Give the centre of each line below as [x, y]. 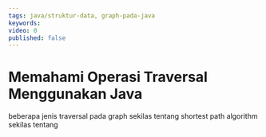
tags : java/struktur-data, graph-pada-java [82, 16]
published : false [37, 38]
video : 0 [23, 30]
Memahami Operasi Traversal [108, 77]
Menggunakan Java [75, 94]
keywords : [25, 23]
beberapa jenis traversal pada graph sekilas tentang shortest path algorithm [133, 116]
